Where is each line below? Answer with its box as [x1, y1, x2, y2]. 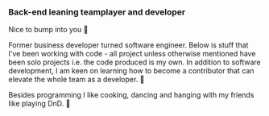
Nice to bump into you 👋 [8, 25, 89, 35]
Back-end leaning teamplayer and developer [8, 6, 186, 18]
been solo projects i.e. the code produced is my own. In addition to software [8, 57, 261, 67]
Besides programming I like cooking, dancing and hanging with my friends [8, 90, 255, 100]
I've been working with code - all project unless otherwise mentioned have [8, 49, 256, 59]
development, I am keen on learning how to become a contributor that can [8, 66, 255, 76]
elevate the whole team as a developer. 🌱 [8, 75, 145, 85]
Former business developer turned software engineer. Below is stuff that [8, 40, 249, 50]
